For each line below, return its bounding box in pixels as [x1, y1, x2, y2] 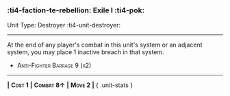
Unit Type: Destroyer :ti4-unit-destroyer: [7, 21, 121, 29]
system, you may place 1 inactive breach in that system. [7, 48, 164, 56]
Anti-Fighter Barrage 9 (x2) [16, 61, 92, 70]
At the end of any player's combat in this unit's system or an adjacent [7, 40, 203, 49]
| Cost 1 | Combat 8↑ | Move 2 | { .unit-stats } [7, 81, 133, 89]
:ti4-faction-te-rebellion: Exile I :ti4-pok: [7, 5, 145, 15]
